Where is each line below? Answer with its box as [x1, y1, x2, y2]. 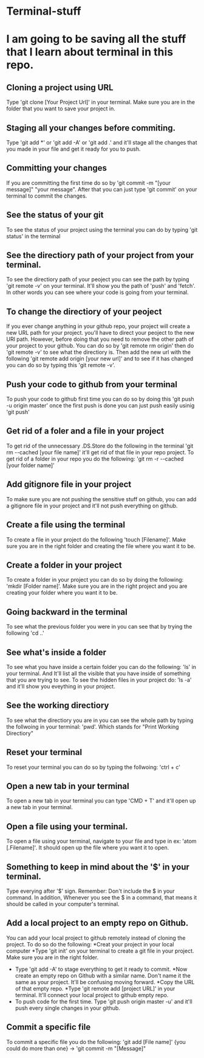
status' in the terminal [6, 232, 61, 240]
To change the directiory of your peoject [6, 306, 162, 316]
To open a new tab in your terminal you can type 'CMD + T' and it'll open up [6, 797, 196, 804]
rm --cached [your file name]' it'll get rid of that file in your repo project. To [6, 448, 194, 456]
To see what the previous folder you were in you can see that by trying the [6, 623, 192, 631]
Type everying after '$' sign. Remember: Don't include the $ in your [6, 887, 175, 895]
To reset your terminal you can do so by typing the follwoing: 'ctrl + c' [6, 763, 181, 771]
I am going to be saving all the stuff [6, 32, 186, 46]
